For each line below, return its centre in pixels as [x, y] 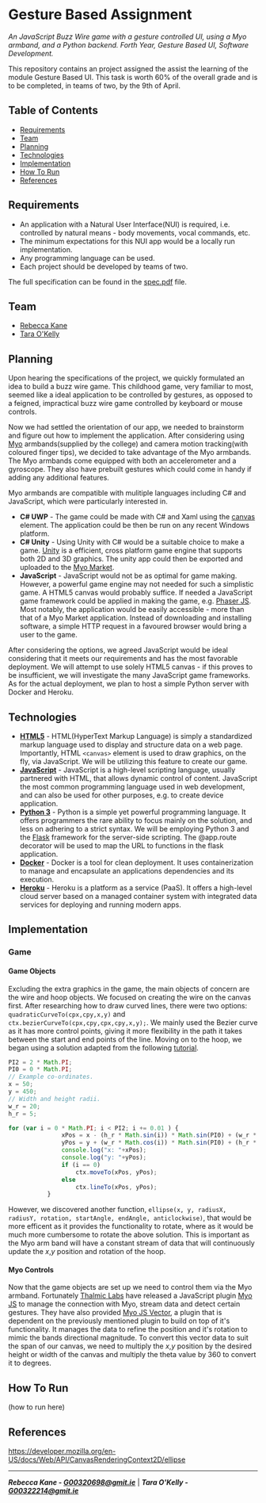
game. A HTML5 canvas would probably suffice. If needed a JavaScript [136, 593]
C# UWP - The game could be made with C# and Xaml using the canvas [137, 517]
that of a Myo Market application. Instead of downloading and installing [135, 618]
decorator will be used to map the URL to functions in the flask [122, 845]
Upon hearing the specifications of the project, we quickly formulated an [127, 378]
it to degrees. [30, 1363]
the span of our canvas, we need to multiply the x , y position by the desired [130, 1346]
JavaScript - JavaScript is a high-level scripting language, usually [127, 770]
